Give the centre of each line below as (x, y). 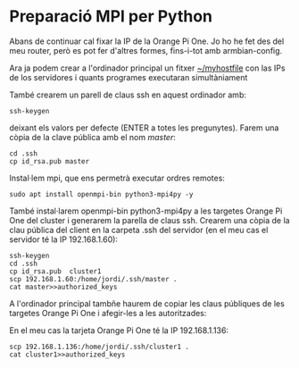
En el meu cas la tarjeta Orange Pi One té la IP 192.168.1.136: (119, 330)
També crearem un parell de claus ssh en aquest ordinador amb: (128, 95)
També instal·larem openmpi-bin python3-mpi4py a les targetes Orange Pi (146, 211)
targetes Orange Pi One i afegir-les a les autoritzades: (108, 313)
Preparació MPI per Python (111, 17)
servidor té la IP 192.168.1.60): (64, 239)
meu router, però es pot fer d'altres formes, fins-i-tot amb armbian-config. (146, 50)
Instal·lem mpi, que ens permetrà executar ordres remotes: (117, 178)
